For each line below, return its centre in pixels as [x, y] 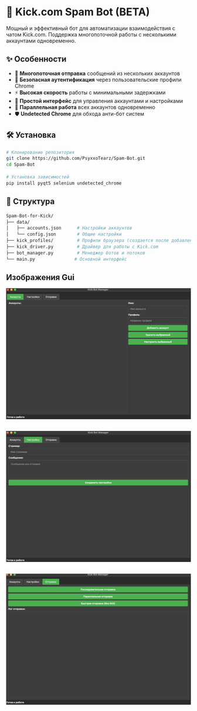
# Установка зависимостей [38, 177]
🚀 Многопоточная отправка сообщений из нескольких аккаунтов [97, 73]
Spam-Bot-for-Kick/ [30, 216]
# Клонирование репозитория [40, 152]
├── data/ [18, 222]
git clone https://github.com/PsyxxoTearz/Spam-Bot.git [76, 159]
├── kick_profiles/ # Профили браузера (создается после [87, 241]
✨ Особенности [36, 59]
